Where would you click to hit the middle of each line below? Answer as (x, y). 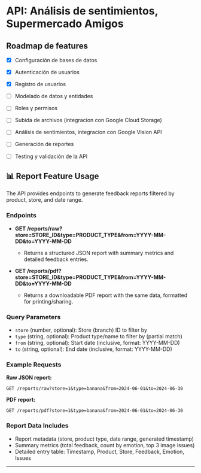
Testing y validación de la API (51, 156)
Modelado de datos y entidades (54, 96)
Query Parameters (33, 317)
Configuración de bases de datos (56, 60)
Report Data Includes (37, 426)
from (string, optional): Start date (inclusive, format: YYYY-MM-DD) (98, 342)
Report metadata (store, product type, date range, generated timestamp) (104, 439)
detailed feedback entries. (56, 259)
